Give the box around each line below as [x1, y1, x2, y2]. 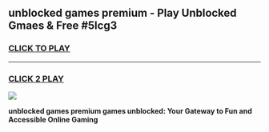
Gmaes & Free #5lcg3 [8, 19, 118, 33]
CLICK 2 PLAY [8, 73, 64, 84]
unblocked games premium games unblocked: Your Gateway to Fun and [8, 106, 252, 115]
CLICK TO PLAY [8, 43, 70, 54]
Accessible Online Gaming [8, 114, 98, 124]
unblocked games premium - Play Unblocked [8, 6, 238, 20]
